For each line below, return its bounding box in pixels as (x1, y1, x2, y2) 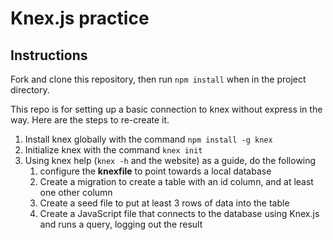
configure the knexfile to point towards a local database (39, 165, 272, 177)
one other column (39, 187, 113, 198)
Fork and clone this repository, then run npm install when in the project (10, 73, 307, 85)
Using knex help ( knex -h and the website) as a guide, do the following (24, 155, 317, 166)
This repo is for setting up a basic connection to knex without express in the (10, 103, 323, 115)
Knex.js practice (10, 7, 150, 30)
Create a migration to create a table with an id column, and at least (39, 176, 314, 187)
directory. (10, 84, 50, 96)
